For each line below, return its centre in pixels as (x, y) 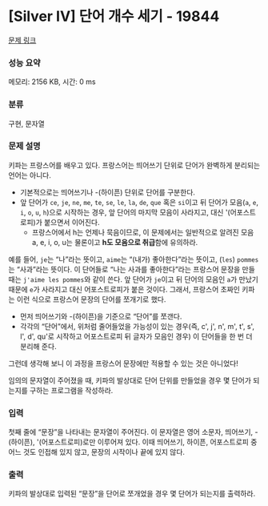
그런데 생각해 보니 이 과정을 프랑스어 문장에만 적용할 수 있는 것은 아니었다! (123, 363)
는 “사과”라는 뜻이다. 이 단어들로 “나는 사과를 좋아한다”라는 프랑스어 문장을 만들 (132, 269)
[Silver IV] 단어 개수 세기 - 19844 (114, 16)
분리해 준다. (38, 346)
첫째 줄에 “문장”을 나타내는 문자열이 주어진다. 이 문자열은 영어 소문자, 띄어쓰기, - (133, 432)
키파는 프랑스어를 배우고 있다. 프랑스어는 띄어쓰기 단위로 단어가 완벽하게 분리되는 (134, 165)
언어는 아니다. (30, 175)
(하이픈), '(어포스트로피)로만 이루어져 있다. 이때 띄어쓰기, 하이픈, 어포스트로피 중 (133, 442)
